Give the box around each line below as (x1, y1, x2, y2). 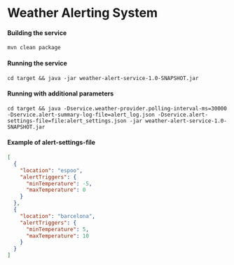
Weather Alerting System (7, 5, 158, 21)
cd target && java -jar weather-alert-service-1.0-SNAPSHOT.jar (7, 75, 199, 82)
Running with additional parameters (7, 89, 114, 98)
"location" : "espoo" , (20, 167, 83, 174)
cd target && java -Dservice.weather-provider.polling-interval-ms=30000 (7, 105, 228, 112)
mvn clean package (7, 44, 61, 51)
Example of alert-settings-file (7, 138, 96, 147)
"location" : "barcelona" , (20, 212, 96, 219)
